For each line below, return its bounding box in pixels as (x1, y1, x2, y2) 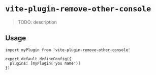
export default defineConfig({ (5, 56, 72, 61)
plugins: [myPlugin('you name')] (10, 61, 81, 66)
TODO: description (17, 19, 57, 25)
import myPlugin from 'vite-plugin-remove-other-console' (5, 47, 131, 53)
